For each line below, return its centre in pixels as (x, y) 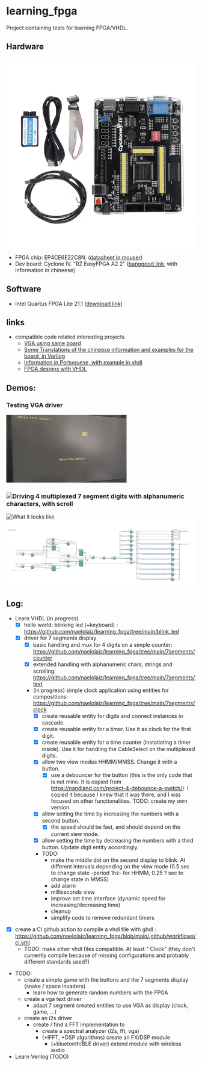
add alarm (63, 885)
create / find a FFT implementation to (79, 1024)
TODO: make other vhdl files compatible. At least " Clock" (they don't (109, 949)
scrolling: (44, 671)
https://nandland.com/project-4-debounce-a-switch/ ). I (120, 788)
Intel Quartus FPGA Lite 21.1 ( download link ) (69, 304)
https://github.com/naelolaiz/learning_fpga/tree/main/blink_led (101, 631)
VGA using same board (52, 343)
